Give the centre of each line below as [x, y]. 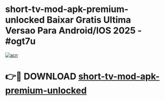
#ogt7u [20, 41]
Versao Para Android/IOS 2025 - [73, 31]
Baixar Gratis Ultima [89, 20]
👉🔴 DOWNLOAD [41, 77]
